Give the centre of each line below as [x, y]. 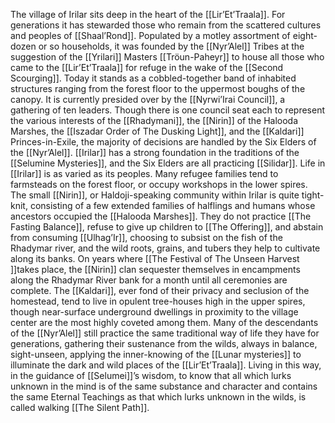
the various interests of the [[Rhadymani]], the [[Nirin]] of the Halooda [154, 120]
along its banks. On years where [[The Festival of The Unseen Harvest [155, 258]
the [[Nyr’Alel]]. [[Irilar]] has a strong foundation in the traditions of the [155, 152]
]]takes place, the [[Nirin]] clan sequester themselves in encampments [155, 269]
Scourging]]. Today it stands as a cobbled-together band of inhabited [153, 78]
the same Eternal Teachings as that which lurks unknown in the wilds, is [158, 397]
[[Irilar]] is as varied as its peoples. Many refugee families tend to [144, 173]
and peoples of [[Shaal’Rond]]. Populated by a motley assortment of [150, 35]
